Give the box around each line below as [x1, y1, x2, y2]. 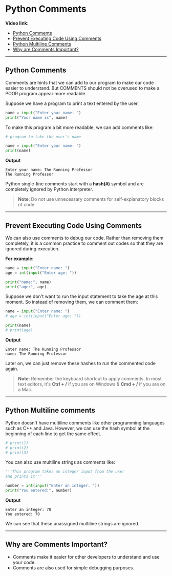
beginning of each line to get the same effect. [5, 431, 101, 437]
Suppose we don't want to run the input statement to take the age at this [5, 293, 158, 300]
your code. [12, 559, 36, 565]
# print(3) [5, 450, 29, 455]
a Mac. [17, 386, 33, 392]
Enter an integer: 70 [5, 507, 52, 512]
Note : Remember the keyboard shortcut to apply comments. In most [17, 375, 162, 381]
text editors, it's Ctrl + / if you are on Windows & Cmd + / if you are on [17, 381, 166, 387]
